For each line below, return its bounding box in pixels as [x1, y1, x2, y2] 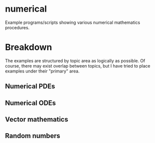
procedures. [5, 24, 30, 30]
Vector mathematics [5, 115, 68, 124]
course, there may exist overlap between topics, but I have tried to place [5, 63, 151, 69]
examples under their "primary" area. [5, 68, 80, 74]
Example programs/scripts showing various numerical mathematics [5, 19, 140, 25]
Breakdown [5, 42, 52, 53]
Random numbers [5, 132, 60, 140]
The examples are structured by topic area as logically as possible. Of [5, 57, 145, 64]
